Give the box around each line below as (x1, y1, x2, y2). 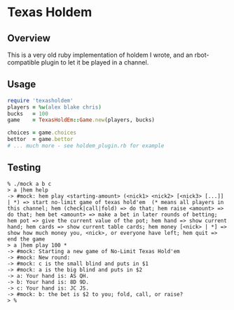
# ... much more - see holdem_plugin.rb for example (7, 142, 165, 149)
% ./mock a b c (7, 180, 52, 187)
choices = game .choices (7, 129, 77, 137)
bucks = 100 (7, 110, 49, 117)
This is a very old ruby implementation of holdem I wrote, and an (7, 50, 193, 59)
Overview (7, 32, 51, 44)
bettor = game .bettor (7, 136, 74, 143)
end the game (7, 236, 46, 243)
